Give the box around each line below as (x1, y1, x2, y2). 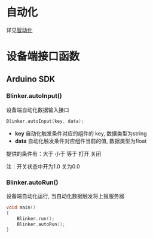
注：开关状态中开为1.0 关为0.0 (6, 162, 81, 170)
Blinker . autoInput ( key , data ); (6, 118, 84, 124)
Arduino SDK (6, 74, 56, 84)
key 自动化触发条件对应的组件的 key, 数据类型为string (14, 129, 148, 137)
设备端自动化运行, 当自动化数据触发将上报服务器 (6, 192, 124, 200)
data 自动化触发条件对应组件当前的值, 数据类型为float (14, 137, 147, 144)
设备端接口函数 (6, 50, 80, 64)
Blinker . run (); (17, 215, 55, 222)
